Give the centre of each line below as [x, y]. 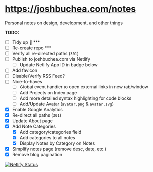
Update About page [33, 121]
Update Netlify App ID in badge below [59, 65]
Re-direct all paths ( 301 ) [37, 115]
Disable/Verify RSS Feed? [39, 76]
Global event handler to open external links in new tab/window [84, 87]
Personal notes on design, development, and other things [64, 23]
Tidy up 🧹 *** [26, 42]
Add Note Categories [34, 126]
